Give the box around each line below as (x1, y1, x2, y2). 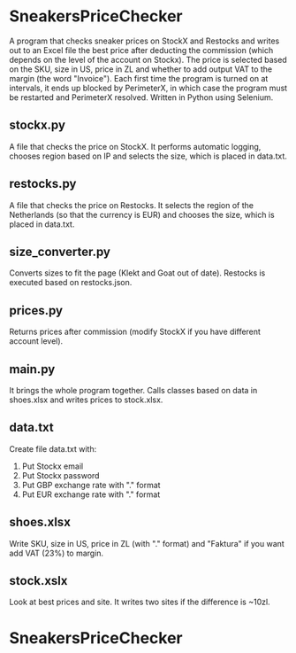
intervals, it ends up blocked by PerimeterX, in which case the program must (9, 82, 288, 93)
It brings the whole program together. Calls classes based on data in (9, 385, 258, 395)
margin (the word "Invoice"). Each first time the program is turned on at (9, 73, 269, 83)
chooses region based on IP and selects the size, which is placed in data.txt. (9, 151, 287, 161)
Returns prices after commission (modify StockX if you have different (9, 326, 261, 338)
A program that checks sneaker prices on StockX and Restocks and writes (9, 35, 280, 46)
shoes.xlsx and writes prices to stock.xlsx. (9, 394, 163, 405)
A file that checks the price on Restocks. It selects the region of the (9, 199, 254, 210)
